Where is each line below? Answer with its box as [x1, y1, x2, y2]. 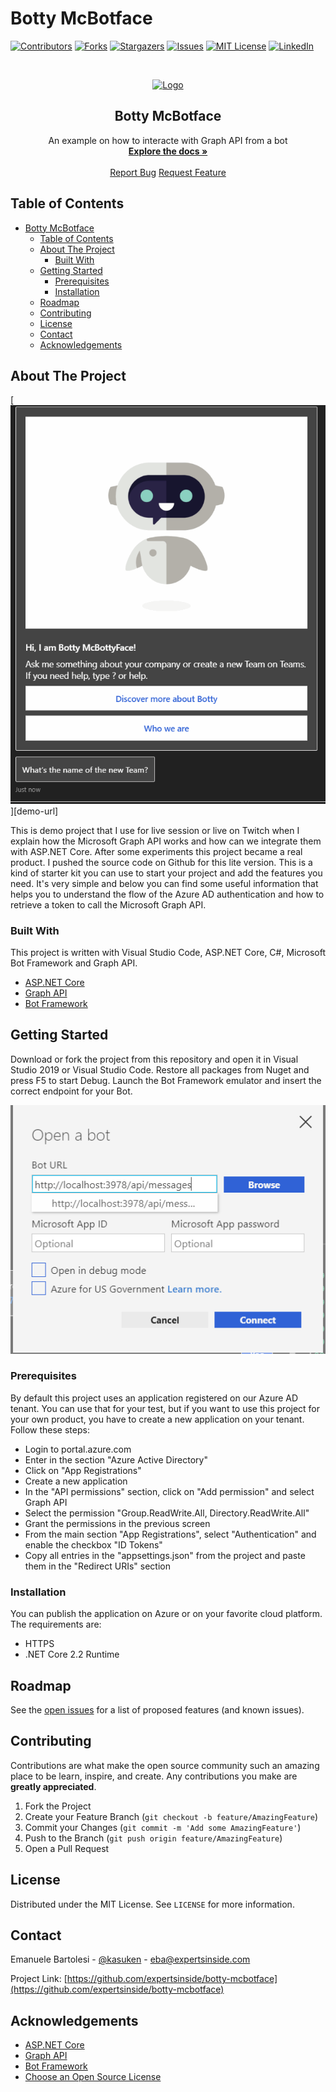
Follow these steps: [10, 1423, 90, 1436]
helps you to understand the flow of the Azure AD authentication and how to [10, 888, 325, 900]
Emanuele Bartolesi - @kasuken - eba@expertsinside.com [10, 1953, 251, 1966]
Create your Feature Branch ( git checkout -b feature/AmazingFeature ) [24, 1810, 319, 1822]
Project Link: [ [10, 1973, 68, 1985]
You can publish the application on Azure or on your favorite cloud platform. [10, 1608, 323, 1620]
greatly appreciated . [10, 1780, 97, 1792]
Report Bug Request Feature [109, 166, 227, 178]
